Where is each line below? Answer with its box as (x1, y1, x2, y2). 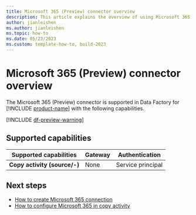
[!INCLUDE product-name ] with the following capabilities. (6, 105, 145, 112)
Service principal (116, 160, 163, 169)
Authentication (117, 150, 161, 159)
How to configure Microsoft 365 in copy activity (14, 202, 130, 209)
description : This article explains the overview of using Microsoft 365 (6, 14, 191, 20)
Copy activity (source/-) (9, 160, 80, 169)
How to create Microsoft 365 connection (14, 196, 113, 203)
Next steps (6, 180, 47, 191)
